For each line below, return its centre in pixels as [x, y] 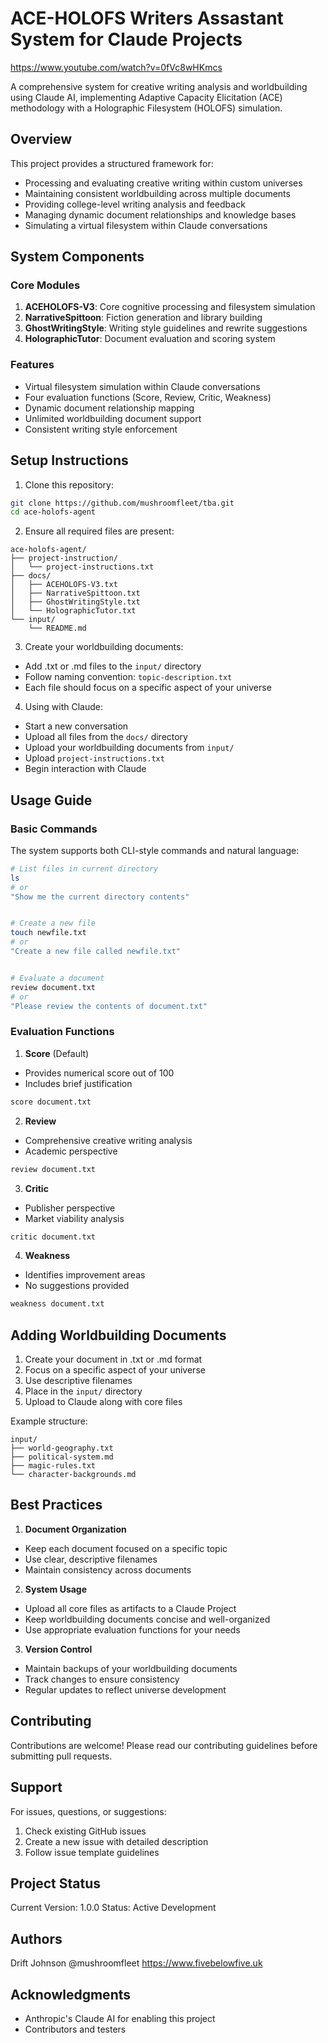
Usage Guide [51, 800]
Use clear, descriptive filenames [91, 1559]
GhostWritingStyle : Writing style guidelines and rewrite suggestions [166, 328]
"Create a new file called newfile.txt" [96, 952]
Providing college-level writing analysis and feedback [135, 204]
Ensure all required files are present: [99, 531]
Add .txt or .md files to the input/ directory [113, 666]
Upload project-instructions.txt [94, 758]
